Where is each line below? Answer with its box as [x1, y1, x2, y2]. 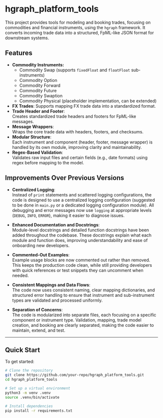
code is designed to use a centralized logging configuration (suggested [12, 197, 155, 203]
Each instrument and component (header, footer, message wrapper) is [12, 139, 153, 145]
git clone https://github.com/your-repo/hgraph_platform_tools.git [5, 372, 145, 378]
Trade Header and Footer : [12, 108, 65, 114]
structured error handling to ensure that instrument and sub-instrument [12, 292, 155, 298]
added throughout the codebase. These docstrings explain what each [12, 232, 152, 238]
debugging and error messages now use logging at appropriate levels [12, 207, 152, 213]
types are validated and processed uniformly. [12, 297, 103, 303]
